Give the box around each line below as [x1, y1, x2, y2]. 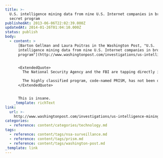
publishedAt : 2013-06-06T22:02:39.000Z [5, 20, 86, 26]
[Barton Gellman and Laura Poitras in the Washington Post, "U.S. [17, 43, 155, 48]
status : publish [5, 30, 38, 34]
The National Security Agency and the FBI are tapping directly [22, 70, 155, 75]
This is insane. [17, 96, 51, 101]
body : [5, 34, 16, 39]
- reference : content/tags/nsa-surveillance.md [9, 132, 108, 137]
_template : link [5, 145, 38, 150]
